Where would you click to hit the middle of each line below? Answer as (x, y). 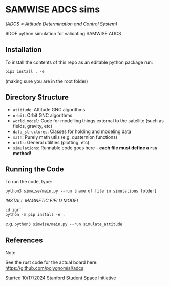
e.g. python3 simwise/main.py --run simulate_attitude (64, 224)
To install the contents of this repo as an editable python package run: (79, 62)
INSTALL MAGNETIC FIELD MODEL (42, 201)
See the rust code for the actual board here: (52, 262)
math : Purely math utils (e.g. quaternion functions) (65, 137)
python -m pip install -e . (35, 215)
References (24, 240)
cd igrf (14, 210)
